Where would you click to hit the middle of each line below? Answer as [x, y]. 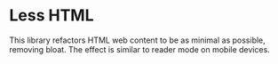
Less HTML [52, 16]
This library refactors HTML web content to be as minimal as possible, [138, 40]
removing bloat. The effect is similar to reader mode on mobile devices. [140, 49]
